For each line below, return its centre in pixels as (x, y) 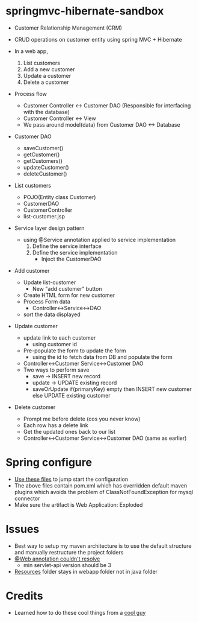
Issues (23, 529)
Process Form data (47, 301)
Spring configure (49, 462)
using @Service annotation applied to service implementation (99, 240)
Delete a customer (46, 82)
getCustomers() (43, 160)
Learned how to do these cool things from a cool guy (80, 612)
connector (27, 498)
